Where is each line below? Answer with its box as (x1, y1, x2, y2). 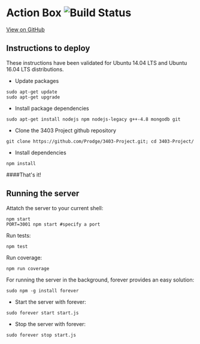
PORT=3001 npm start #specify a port (6, 221, 101, 228)
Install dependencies (14, 149, 67, 156)
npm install (6, 160, 36, 166)
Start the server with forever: (14, 298, 87, 306)
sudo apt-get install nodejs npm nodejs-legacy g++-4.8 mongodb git (6, 116, 181, 122)
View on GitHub (6, 26, 45, 33)
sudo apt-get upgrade (6, 94, 60, 100)
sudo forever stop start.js (6, 332, 77, 338)
